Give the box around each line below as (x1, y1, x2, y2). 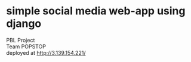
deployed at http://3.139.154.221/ (6, 49, 86, 56)
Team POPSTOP (6, 43, 47, 50)
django (6, 17, 42, 30)
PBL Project (6, 36, 35, 44)
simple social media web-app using (6, 4, 186, 18)
